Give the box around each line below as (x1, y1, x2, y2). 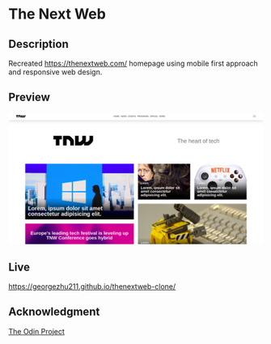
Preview (8, 91, 51, 104)
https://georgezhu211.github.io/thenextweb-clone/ (8, 281, 176, 291)
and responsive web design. (8, 67, 103, 77)
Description (8, 37, 69, 51)
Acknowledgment (8, 305, 100, 319)
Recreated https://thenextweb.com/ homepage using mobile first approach (8, 58, 259, 68)
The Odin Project (8, 326, 65, 336)
